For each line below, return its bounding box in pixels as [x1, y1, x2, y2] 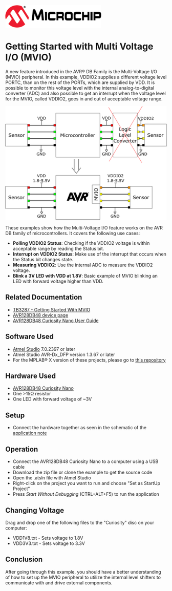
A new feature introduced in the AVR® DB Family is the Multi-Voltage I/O [5, 68, 157, 74]
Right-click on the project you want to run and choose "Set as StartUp [12, 480, 160, 487]
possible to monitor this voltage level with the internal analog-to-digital [5, 85, 155, 91]
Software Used [5, 332, 54, 341]
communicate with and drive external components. [5, 579, 113, 586]
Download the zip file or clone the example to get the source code [12, 469, 153, 476]
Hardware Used [5, 372, 56, 381]
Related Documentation [5, 293, 82, 302]
